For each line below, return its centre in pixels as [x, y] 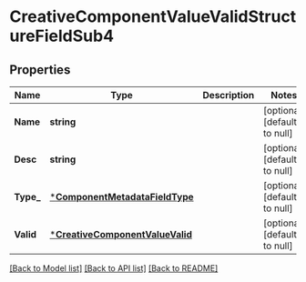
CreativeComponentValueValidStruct [153, 17]
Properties [40, 70]
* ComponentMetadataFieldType [122, 197]
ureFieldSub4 [62, 36]
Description [229, 95]
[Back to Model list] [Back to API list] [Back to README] [114, 268]
